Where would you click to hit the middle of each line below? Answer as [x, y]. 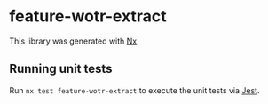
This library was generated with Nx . [74, 41]
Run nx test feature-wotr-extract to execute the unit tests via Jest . [134, 90]
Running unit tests [61, 69]
